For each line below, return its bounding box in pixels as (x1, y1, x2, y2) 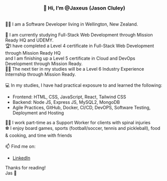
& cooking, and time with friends (5, 132, 72, 138)
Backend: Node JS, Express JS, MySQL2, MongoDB (12, 99, 120, 105)
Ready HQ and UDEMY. (5, 37, 54, 43)
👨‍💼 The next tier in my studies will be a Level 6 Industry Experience (5, 66, 144, 72)
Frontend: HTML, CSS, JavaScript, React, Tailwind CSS (12, 94, 126, 100)
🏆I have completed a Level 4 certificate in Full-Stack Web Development (5, 43, 154, 49)
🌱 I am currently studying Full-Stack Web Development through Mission (5, 32, 153, 38)
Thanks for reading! (5, 165, 46, 171)
